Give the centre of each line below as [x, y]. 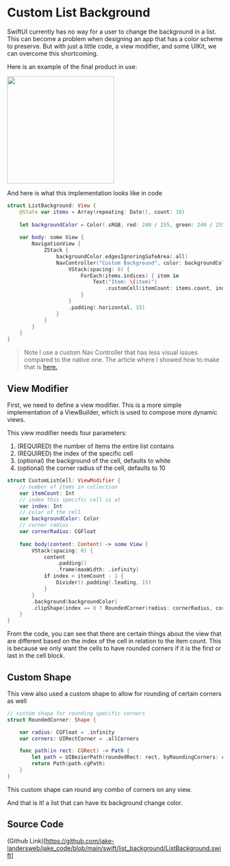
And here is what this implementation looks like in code [85, 193]
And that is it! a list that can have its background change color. [95, 802]
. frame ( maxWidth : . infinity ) [97, 570]
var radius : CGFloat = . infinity [67, 732]
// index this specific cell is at [70, 499]
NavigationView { [56, 244]
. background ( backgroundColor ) [75, 602]
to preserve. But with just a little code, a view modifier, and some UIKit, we [112, 46]
